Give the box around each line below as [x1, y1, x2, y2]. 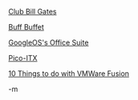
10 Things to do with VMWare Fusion [8, 69, 130, 78]
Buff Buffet [8, 22, 44, 31]
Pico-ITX [8, 54, 38, 62]
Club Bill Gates [8, 7, 57, 16]
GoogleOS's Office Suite [8, 38, 89, 47]
